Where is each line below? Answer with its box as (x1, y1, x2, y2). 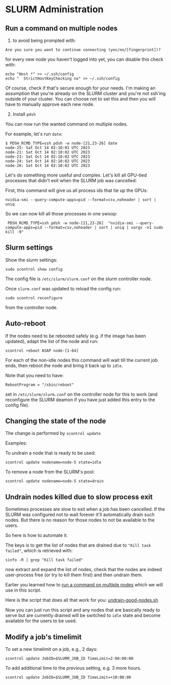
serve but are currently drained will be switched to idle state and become (5, 613, 161, 619)
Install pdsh (12, 111, 36, 117)
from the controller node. (5, 304, 58, 310)
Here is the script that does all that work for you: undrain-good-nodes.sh (5, 597, 158, 603)
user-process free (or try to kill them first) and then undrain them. (5, 572, 143, 578)
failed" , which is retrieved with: (5, 548, 73, 554)
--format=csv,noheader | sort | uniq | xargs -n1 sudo (44, 225, 163, 230)
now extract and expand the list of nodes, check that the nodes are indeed (5, 567, 162, 573)
